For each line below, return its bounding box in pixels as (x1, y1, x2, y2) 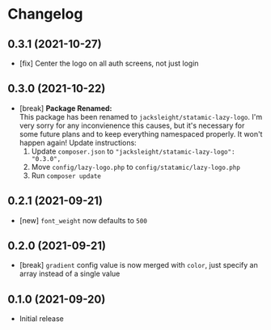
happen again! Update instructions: (19, 137, 137, 147)
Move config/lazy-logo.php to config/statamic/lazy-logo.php (31, 162, 240, 171)
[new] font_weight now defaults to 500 (19, 215, 147, 225)
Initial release (19, 314, 64, 324)
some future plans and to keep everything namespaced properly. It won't (19, 129, 263, 138)
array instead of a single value (19, 269, 121, 279)
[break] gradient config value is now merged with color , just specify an (19, 260, 258, 270)
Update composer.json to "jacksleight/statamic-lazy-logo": (31, 146, 235, 156)
